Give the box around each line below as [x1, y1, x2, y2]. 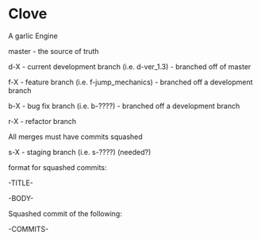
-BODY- [8, 193, 34, 203]
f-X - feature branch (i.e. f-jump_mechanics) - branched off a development [8, 77, 253, 87]
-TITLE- [8, 178, 34, 188]
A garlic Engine [8, 31, 58, 41]
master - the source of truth [8, 46, 99, 56]
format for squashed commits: [8, 162, 107, 172]
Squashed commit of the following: [8, 208, 123, 219]
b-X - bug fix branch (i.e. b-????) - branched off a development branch [8, 101, 240, 110]
